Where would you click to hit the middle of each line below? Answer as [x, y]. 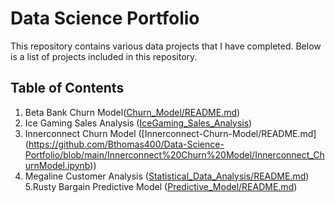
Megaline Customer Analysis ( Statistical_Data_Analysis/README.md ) [167, 176]
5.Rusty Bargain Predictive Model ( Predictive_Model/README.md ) [161, 186]
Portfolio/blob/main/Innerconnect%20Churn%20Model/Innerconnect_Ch [174, 154]
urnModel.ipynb [57, 165]
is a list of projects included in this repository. [104, 56]
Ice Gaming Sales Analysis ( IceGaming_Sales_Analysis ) [138, 123]
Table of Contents [67, 88]
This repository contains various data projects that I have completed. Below [166, 46]
